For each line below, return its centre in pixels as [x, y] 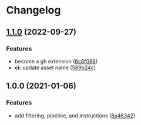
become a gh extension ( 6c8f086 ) [56, 61]
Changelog [33, 10]
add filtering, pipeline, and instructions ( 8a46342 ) [75, 116]
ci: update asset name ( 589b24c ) [55, 67]
